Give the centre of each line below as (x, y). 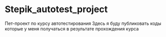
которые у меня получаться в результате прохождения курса (72, 28)
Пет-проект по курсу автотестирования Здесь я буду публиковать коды (83, 23)
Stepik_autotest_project (56, 9)
